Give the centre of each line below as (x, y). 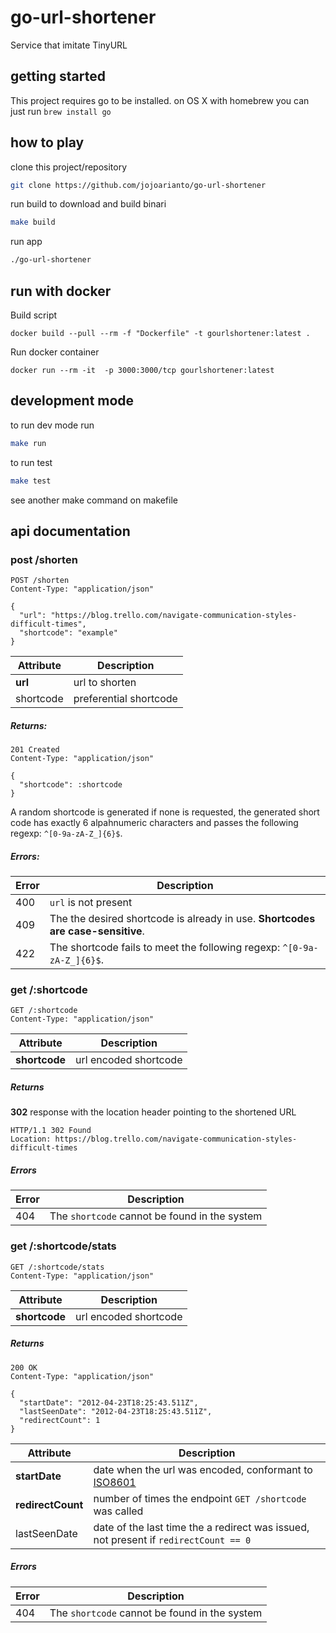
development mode (72, 401)
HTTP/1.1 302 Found (51, 1131)
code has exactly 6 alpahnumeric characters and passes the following (154, 823)
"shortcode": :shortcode (71, 785)
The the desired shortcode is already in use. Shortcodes (182, 919)
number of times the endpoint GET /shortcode (200, 1498)
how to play (47, 142)
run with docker (61, 291)
